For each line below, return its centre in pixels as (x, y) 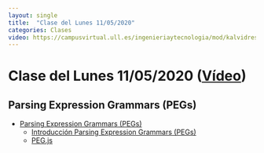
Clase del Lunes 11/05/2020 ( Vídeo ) (127, 76)
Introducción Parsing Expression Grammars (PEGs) (114, 132)
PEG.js (42, 140)
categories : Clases (40, 30)
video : (19, 37)
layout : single (33, 15)
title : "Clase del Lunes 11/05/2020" (71, 23)
